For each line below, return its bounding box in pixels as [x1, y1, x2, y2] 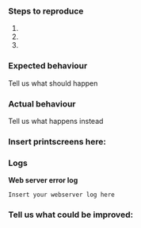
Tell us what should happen [8, 78, 98, 88]
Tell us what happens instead [8, 116, 104, 126]
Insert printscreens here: [8, 136, 107, 147]
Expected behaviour [8, 60, 88, 71]
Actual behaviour [8, 98, 77, 109]
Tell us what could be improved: [8, 209, 133, 220]
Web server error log [8, 176, 78, 185]
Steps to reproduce [8, 6, 84, 17]
